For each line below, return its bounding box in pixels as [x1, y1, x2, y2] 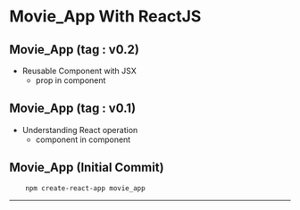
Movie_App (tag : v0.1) [9, 101, 137, 116]
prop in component [35, 75, 106, 86]
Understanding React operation [21, 124, 138, 135]
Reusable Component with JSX [21, 65, 137, 76]
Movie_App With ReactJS [9, 6, 202, 27]
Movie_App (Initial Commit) [9, 160, 164, 175]
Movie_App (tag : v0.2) [9, 42, 140, 57]
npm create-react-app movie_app [25, 183, 146, 193]
